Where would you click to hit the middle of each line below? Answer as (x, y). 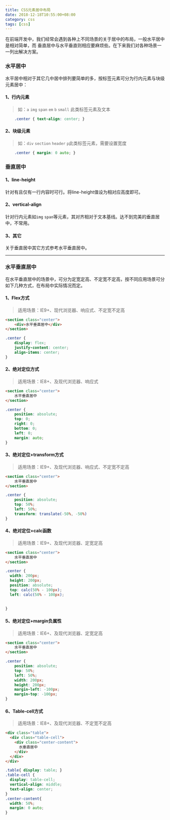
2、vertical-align (24, 204)
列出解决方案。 (25, 52)
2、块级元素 (18, 131)
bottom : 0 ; (26, 429)
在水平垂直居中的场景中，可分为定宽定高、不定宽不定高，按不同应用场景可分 (85, 279)
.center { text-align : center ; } (50, 119)
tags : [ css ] (18, 24)
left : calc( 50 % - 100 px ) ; (37, 594)
